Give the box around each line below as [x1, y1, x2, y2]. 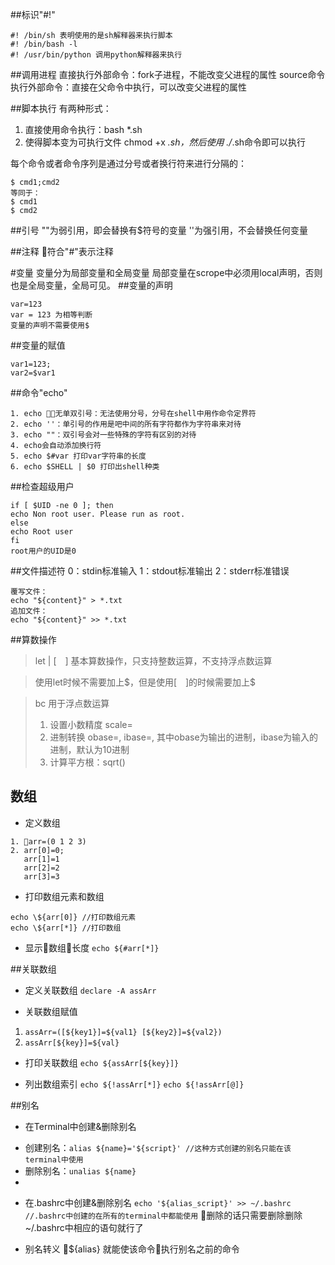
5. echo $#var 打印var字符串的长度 [10, 451, 147, 461]
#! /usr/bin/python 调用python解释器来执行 [10, 50, 183, 60]
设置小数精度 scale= [49, 719, 133, 730]
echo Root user [10, 527, 74, 537]
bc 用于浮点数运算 [34, 698, 110, 709]
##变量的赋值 [10, 339, 66, 351]
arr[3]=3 [23, 871, 60, 882]
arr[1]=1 [23, 854, 60, 864]
